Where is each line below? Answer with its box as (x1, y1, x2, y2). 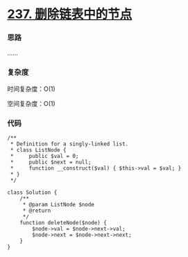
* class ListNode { (10, 147, 67, 154)
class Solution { (7, 189, 58, 196)
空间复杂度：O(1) (7, 99, 55, 107)
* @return (22, 207, 51, 215)
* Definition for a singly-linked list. (10, 141, 129, 148)
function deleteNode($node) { (19, 220, 108, 227)
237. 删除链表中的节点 (7, 6, 133, 22)
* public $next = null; (10, 159, 92, 166)
